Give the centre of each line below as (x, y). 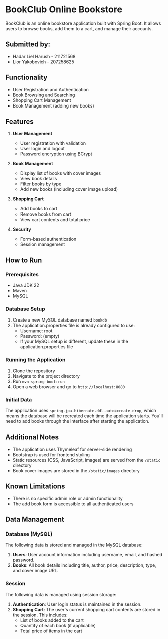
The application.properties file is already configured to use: (74, 326)
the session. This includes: (40, 615)
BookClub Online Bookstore (64, 9)
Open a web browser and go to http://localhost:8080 (69, 387)
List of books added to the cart (52, 620)
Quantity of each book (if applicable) (58, 625)
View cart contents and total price (55, 220)
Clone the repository (34, 371)
